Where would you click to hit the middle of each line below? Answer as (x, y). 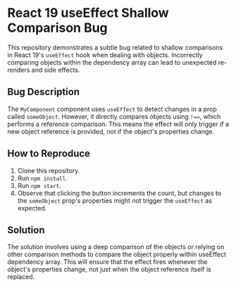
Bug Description (43, 92)
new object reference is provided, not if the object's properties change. (111, 131)
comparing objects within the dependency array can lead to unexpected (112, 62)
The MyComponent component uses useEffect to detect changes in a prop (112, 109)
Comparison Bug (57, 28)
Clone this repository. (49, 170)
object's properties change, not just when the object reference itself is (109, 270)
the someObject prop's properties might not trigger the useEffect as (115, 200)
